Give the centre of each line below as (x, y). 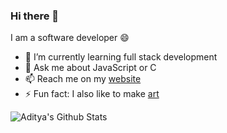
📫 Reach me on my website (83, 79)
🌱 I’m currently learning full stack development (121, 57)
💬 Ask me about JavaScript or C (90, 68)
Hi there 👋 (35, 16)
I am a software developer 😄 (70, 38)
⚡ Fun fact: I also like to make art (92, 94)
